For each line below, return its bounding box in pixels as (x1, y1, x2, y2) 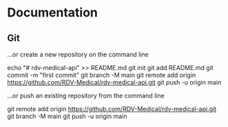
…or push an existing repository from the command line (7, 91, 165, 100)
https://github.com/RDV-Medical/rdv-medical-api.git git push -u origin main (7, 78, 222, 86)
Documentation (7, 5, 99, 21)
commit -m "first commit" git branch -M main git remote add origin (7, 71, 196, 79)
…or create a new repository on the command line (7, 50, 149, 58)
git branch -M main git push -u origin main (7, 112, 127, 120)
